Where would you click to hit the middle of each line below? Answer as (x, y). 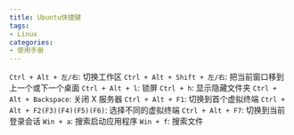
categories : (31, 42)
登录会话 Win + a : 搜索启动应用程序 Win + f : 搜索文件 (106, 122)
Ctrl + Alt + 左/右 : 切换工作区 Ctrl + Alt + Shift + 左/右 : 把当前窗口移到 (147, 77)
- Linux (24, 34)
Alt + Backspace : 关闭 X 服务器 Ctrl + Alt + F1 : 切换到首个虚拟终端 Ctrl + (147, 99)
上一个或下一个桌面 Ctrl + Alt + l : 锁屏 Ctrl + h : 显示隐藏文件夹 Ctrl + (143, 88)
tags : (19, 26)
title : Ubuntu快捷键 (45, 17)
